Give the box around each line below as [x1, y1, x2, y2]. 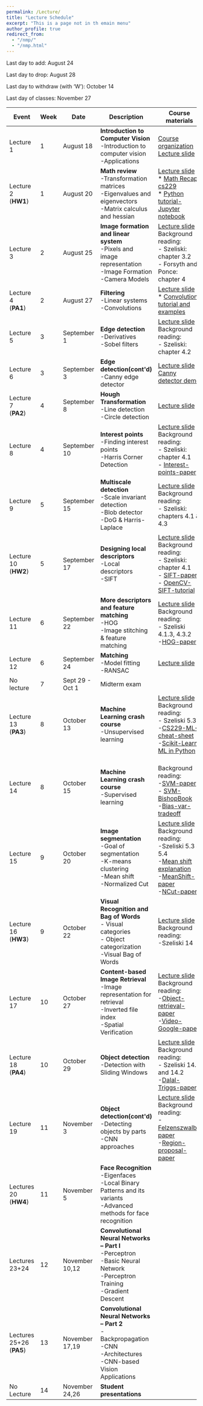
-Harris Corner [100, 452, 143, 461]
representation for [100, 990, 152, 998]
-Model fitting [100, 658, 140, 667]
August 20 [62, 189, 93, 197]
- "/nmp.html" [11, 43, 47, 49]
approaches [100, 1142, 135, 1150]
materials [165, 116, 193, 125]
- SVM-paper [158, 779, 196, 787]
